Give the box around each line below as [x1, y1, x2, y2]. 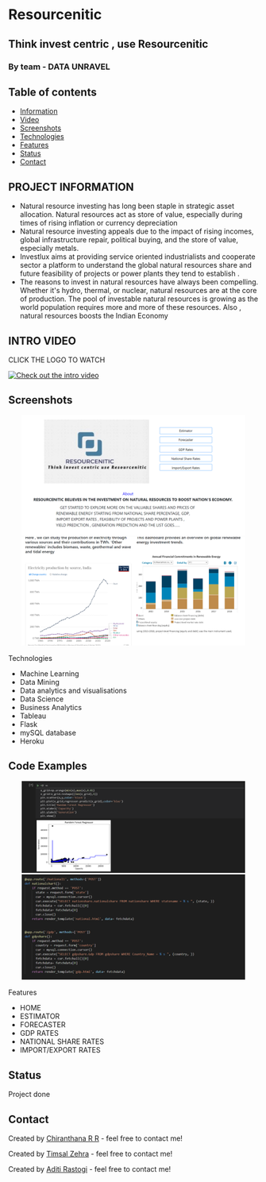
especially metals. [19, 244, 79, 253]
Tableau [19, 711, 47, 720]
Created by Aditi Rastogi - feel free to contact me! [8, 1165, 172, 1174]
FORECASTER [19, 1020, 66, 1029]
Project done [8, 1090, 50, 1099]
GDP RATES [19, 1029, 60, 1038]
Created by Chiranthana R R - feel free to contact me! [8, 1134, 183, 1143]
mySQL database [19, 728, 77, 737]
